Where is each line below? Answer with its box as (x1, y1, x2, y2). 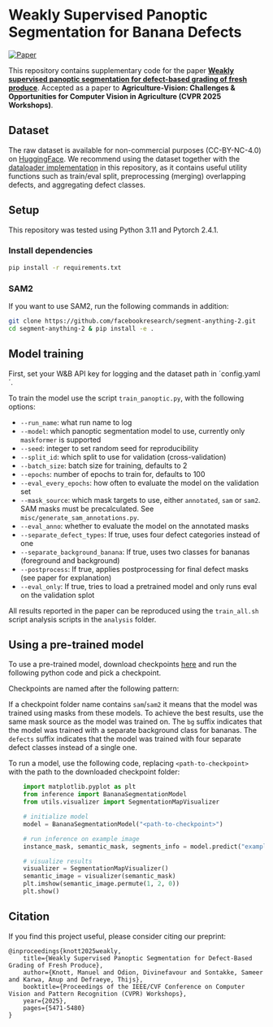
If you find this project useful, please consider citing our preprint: (8, 931, 226, 941)
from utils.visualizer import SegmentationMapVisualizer (23, 798, 220, 806)
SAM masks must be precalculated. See (19, 504, 154, 513)
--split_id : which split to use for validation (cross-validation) (19, 452, 227, 461)
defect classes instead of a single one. (8, 743, 138, 752)
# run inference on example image (23, 834, 140, 843)
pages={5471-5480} (23, 1003, 85, 1012)
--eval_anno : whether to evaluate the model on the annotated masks (19, 521, 249, 531)
